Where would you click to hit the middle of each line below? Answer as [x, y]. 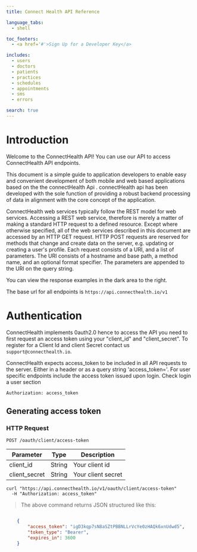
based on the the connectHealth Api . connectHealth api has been [87, 187]
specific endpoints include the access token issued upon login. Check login [99, 375]
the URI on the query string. [40, 268]
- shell [21, 28]
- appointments [30, 88]
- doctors [24, 66]
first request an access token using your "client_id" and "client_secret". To [97, 339]
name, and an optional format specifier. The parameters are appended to [96, 262]
